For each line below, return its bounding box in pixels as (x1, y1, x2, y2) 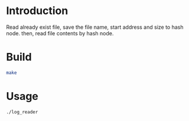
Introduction (6, 4, 69, 18)
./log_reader (6, 109, 38, 115)
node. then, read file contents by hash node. (6, 29, 114, 36)
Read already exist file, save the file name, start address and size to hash (6, 23, 184, 31)
